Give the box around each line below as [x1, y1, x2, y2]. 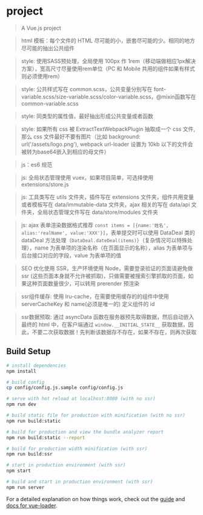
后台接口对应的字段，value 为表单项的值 [21, 251, 122, 259]
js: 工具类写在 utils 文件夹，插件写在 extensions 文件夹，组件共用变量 [21, 193, 194, 200]
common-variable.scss [21, 100, 79, 107]
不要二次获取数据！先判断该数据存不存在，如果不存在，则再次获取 [32, 328, 197, 335]
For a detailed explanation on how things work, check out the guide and [6, 495, 185, 502]
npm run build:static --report [6, 434, 85, 441]
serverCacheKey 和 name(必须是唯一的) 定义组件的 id [21, 300, 155, 307]
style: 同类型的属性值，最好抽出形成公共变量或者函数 [21, 112, 153, 120]
